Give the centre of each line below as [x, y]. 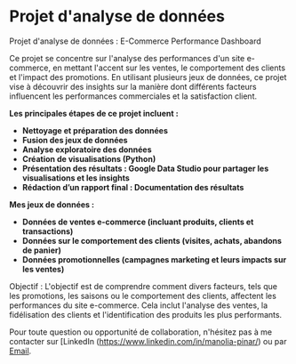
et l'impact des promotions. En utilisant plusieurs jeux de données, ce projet [148, 77]
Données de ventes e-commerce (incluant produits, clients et [138, 222]
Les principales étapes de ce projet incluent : [94, 113]
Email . [20, 351]
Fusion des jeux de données [75, 140]
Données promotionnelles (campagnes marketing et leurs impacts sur [154, 259]
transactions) [48, 231]
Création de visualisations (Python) [89, 158]
